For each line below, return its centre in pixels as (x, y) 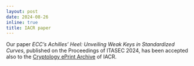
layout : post (22, 11)
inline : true (22, 22)
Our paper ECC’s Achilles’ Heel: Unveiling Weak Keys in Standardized (91, 44)
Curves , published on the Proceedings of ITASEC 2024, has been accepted (97, 51)
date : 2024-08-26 (27, 17)
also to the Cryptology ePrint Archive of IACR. (61, 57)
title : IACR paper (29, 28)
